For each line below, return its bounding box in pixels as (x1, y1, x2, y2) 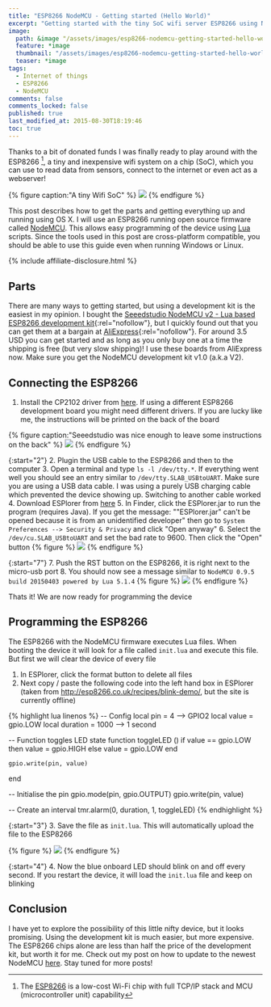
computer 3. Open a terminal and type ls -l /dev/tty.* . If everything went (8, 464, 260, 474)
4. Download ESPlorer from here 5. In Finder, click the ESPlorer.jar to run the (8, 499, 261, 508)
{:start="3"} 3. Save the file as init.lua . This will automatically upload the (8, 820, 254, 830)
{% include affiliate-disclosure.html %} (8, 256, 137, 266)
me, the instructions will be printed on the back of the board (19, 415, 220, 424)
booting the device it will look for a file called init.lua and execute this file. (8, 645, 259, 655)
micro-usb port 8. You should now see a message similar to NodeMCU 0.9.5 (8, 567, 256, 576)
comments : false (8, 95, 63, 103)
